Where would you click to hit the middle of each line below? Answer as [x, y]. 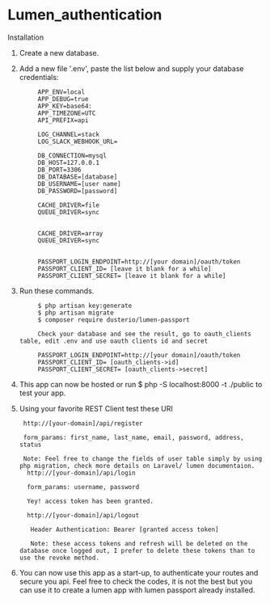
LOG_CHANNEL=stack [69, 134]
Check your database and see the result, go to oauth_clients [144, 334]
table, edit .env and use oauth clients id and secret [114, 341]
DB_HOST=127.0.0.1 [69, 162]
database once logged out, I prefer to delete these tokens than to [137, 550]
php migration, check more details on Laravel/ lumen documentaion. [137, 466]
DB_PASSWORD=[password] [78, 191]
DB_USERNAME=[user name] [80, 183]
